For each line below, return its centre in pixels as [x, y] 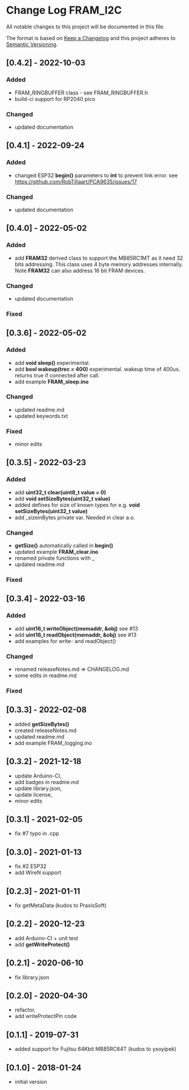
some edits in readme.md [45, 675]
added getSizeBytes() [42, 724]
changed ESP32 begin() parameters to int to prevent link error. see [96, 175]
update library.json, [38, 788]
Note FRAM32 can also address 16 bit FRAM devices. [80, 270]
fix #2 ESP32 [30, 866]
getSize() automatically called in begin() [64, 546]
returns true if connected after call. [57, 375]
